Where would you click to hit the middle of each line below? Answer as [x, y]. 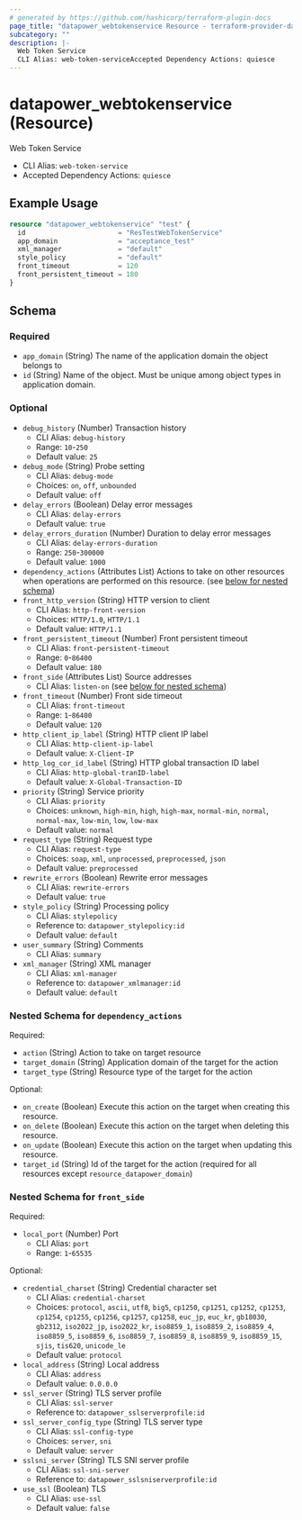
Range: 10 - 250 [62, 447]
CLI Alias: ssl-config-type [84, 1432]
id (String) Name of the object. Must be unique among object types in [151, 375]
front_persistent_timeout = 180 [78, 275]
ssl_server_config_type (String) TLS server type [112, 1422]
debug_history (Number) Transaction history [104, 428]
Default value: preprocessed [87, 868]
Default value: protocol [79, 1355]
